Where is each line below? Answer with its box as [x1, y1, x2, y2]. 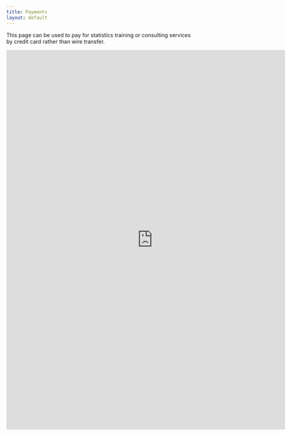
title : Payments [6, 9, 47, 15]
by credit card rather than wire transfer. [6, 38, 105, 45]
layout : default [6, 15, 47, 21]
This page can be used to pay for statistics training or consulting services [6, 31, 191, 38]
